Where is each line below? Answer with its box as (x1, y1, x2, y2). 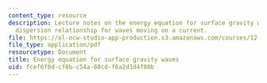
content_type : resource (8, 11, 87, 20)
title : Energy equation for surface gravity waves (8, 56, 180, 64)
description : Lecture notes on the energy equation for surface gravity (8, 19, 254, 27)
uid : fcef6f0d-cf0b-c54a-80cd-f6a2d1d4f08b (8, 63, 155, 71)
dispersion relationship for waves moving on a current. (15, 26, 208, 34)
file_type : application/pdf (8, 41, 102, 49)
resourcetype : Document (8, 48, 87, 56)
